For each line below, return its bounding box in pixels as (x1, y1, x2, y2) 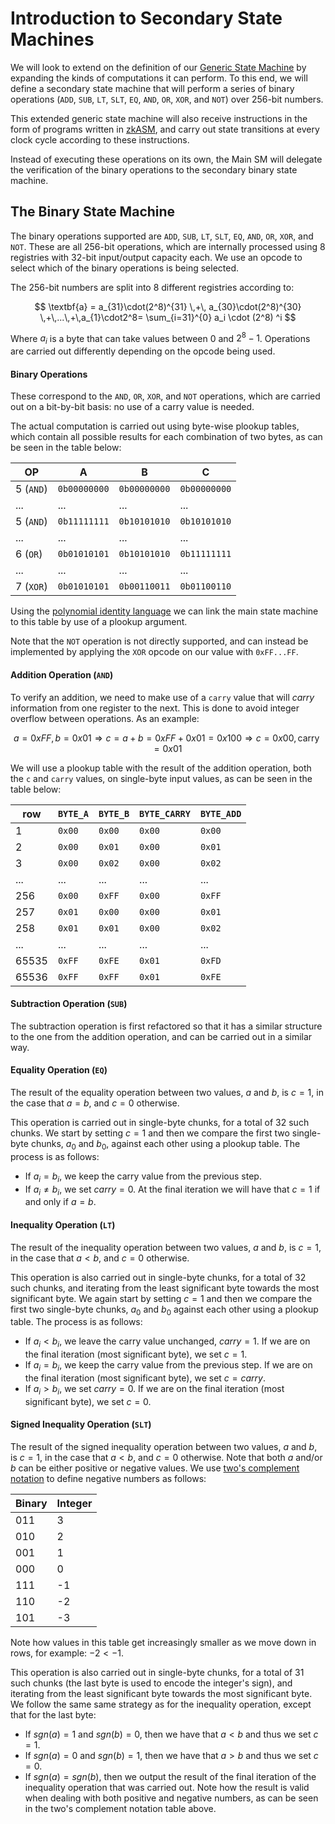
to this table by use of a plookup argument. (10, 616, 188, 628)
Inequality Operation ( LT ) (10, 1219, 116, 1231)
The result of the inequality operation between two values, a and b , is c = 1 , (10, 1241, 322, 1253)
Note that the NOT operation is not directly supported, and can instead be (10, 635, 309, 647)
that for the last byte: (10, 1709, 97, 1721)
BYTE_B (98, 808, 130, 819)
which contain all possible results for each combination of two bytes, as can (10, 431, 323, 443)
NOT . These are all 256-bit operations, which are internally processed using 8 (10, 240, 326, 252)
